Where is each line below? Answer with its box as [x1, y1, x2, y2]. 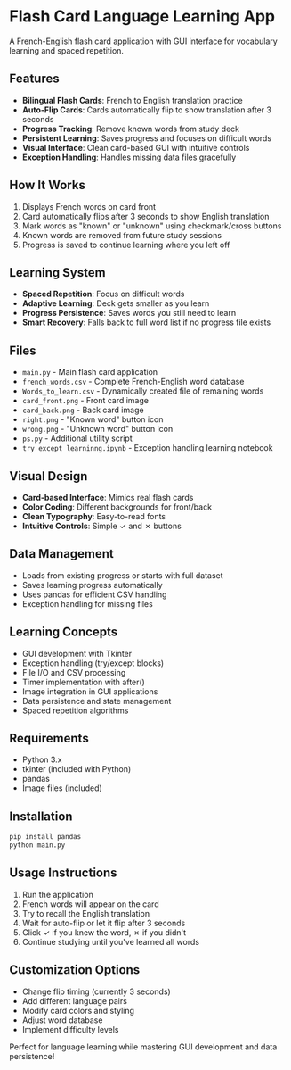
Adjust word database [21, 1015, 103, 1025]
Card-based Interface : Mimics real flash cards [21, 493, 194, 502]
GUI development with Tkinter [21, 648, 133, 659]
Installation [9, 809, 73, 824]
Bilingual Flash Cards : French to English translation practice [21, 95, 243, 105]
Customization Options [9, 962, 141, 978]
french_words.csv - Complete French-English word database [21, 377, 245, 387]
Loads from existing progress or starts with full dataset [21, 569, 224, 581]
